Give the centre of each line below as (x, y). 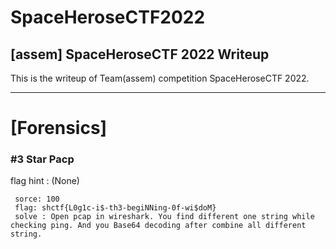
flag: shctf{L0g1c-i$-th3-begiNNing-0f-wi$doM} (115, 208)
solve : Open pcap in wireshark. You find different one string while (164, 217)
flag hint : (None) (45, 181)
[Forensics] (59, 128)
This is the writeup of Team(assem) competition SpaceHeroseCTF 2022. (160, 78)
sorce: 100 (37, 199)
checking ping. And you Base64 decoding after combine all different (158, 226)
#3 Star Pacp (42, 159)
